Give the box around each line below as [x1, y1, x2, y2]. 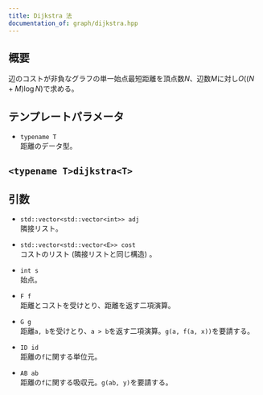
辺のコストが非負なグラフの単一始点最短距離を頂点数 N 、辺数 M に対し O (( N [8, 74, 255, 84]
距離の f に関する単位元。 [19, 352, 102, 362]
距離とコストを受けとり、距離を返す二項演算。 [19, 301, 175, 311]
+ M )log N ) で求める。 [8, 84, 79, 93]
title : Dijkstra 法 [8, 11, 72, 20]
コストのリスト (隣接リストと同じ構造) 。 [19, 249, 157, 259]
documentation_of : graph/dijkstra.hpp [8, 19, 138, 27]
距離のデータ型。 [19, 142, 77, 151]
